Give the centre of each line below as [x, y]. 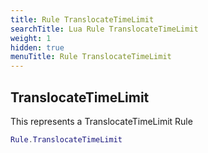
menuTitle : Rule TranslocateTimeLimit [91, 57]
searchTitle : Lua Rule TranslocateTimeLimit [104, 29]
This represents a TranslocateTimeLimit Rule [101, 121]
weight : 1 [31, 38]
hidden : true [37, 47]
